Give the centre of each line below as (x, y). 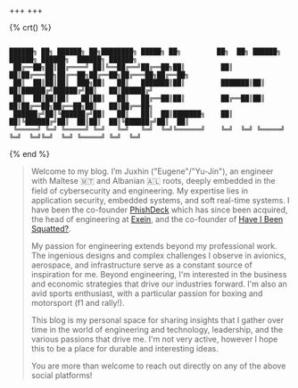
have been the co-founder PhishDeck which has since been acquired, (159, 210)
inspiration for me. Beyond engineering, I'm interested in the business (159, 274)
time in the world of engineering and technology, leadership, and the (157, 330)
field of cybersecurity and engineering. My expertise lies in (139, 191)
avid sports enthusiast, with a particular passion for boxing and (147, 293)
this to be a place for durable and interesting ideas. (124, 348)
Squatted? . (51, 229)
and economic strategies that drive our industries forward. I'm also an (159, 284)
